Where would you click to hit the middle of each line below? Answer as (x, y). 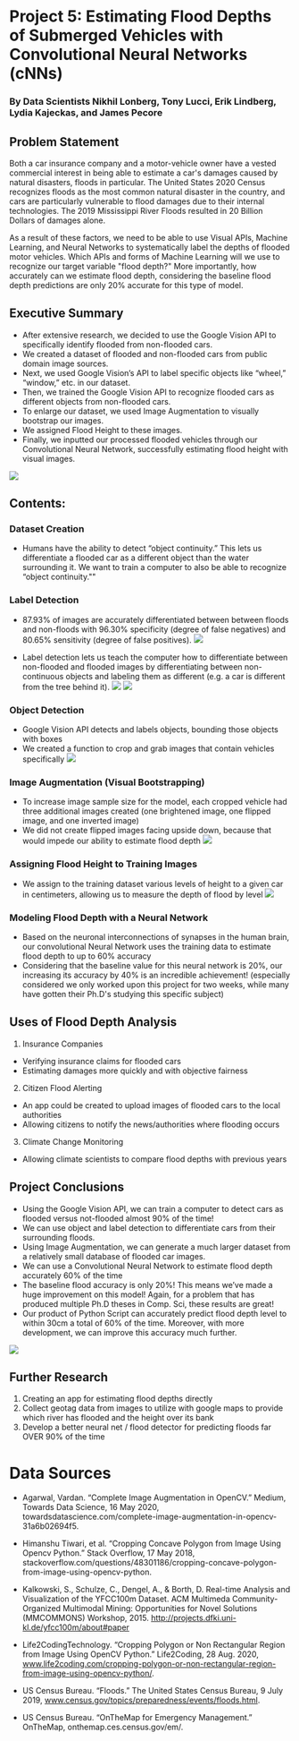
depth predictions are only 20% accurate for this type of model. (126, 285)
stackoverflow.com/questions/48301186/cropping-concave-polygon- (149, 1563)
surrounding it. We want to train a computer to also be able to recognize (154, 568)
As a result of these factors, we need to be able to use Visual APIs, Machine (149, 237)
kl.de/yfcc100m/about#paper (75, 1627)
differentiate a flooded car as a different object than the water (136, 558)
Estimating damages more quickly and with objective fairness (135, 1071)
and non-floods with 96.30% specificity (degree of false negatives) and (154, 629)
